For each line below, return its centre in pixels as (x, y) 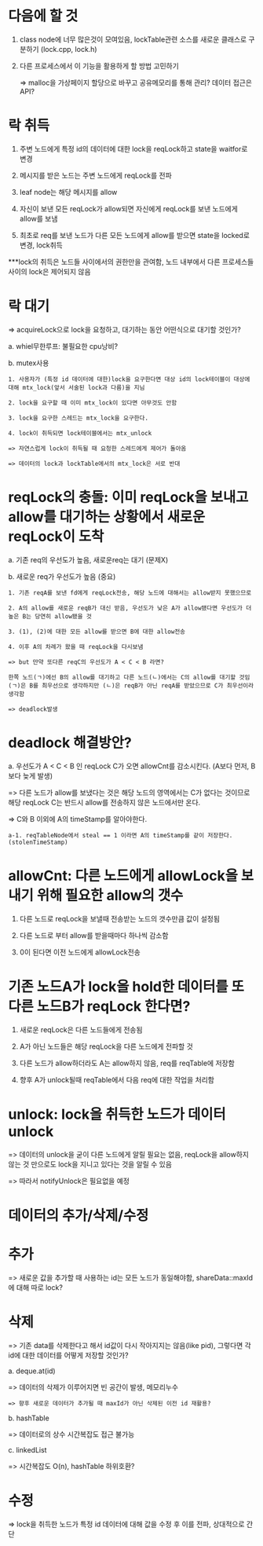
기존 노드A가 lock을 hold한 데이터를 (119, 986)
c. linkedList (27, 1449)
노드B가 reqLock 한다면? (113, 1006)
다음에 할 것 (43, 16)
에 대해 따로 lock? (35, 1287)
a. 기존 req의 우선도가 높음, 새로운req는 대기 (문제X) (88, 559)
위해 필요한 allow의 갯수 (110, 895)
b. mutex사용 (29, 363)
